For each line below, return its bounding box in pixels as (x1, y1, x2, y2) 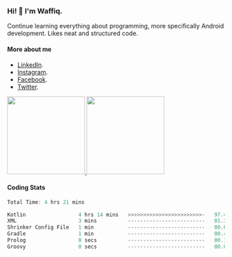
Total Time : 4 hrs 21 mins (7, 198, 85, 206)
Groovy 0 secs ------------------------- (7, 243, 206, 250)
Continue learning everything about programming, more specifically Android (7, 22, 224, 30)
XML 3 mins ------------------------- (7, 218, 206, 225)
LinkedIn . (17, 60, 43, 68)
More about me (7, 45, 52, 53)
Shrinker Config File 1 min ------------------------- (7, 224, 206, 231)
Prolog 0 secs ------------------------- (7, 237, 206, 244)
